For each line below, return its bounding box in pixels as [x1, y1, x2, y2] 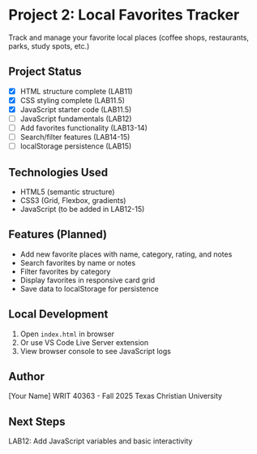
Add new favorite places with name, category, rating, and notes [19, 249, 233, 259]
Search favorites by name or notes [19, 257, 136, 267]
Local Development [8, 307, 109, 322]
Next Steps [8, 414, 66, 428]
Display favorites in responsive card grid [19, 275, 156, 285]
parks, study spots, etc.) [8, 41, 90, 50]
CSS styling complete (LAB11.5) [19, 95, 126, 105]
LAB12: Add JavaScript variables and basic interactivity [8, 436, 193, 446]
